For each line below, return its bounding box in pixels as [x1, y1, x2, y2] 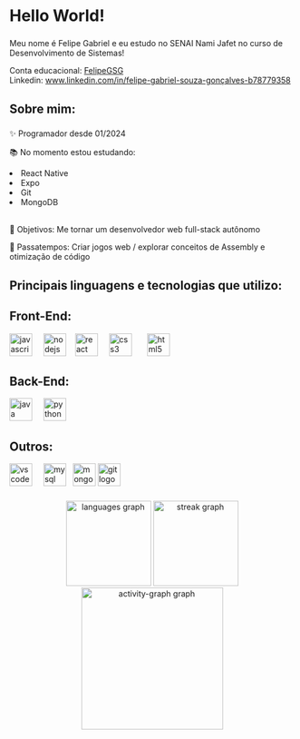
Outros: [9, 438, 53, 454]
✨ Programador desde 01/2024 [9, 128, 126, 139]
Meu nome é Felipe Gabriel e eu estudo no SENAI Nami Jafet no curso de [9, 38, 284, 49]
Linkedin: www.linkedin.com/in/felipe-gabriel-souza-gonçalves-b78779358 [9, 74, 292, 86]
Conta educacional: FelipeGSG [9, 65, 124, 76]
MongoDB [21, 197, 59, 208]
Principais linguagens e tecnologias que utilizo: [9, 278, 283, 293]
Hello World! [9, 5, 105, 26]
